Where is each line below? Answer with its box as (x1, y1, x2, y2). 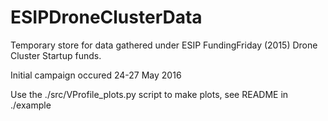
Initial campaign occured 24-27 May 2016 (10, 69, 182, 81)
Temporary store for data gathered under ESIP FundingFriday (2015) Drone (10, 39, 318, 51)
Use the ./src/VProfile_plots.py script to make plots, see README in (10, 88, 289, 100)
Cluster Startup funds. (10, 49, 102, 61)
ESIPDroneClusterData (10, 6, 203, 29)
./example (10, 99, 52, 111)
